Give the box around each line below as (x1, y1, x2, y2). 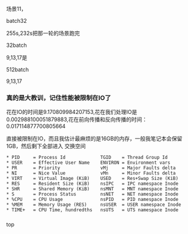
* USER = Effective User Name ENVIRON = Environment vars (6, 160, 171, 166)
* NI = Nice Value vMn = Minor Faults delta (6, 170, 176, 176)
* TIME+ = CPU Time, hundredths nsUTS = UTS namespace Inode (6, 207, 179, 213)
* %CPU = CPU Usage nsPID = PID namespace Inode (6, 197, 179, 203)
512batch (6, 66, 29, 73)
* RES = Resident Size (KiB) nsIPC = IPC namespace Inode (6, 181, 179, 187)
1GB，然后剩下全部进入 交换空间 (6, 143, 86, 150)
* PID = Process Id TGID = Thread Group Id (6, 155, 168, 161)
